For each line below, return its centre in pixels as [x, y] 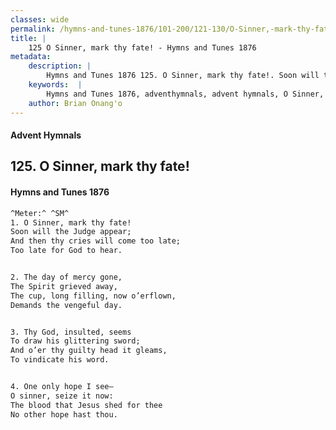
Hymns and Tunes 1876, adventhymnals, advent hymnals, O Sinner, [185, 94]
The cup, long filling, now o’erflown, [93, 296]
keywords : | [55, 85]
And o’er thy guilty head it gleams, [89, 351]
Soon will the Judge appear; [71, 232]
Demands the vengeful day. [66, 305]
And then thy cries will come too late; [96, 241]
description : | [60, 66]
